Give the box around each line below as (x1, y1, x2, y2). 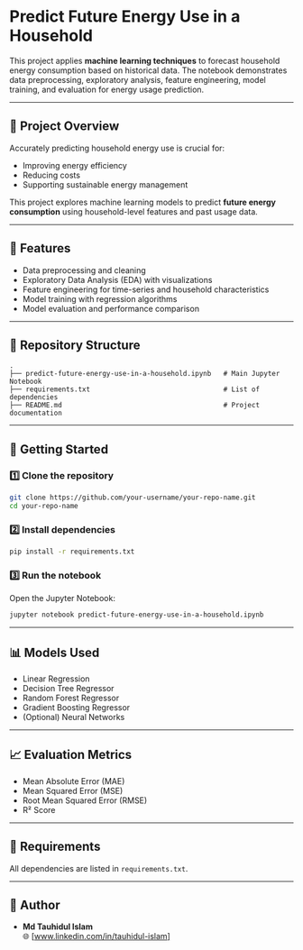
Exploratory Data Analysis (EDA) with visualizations (22, 274, 213, 285)
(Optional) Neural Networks (22, 711, 125, 722)
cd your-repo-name (9, 501, 78, 510)
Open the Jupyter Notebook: (9, 593, 115, 604)
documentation (9, 408, 63, 418)
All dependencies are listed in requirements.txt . (9, 863, 188, 873)
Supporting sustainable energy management (22, 178, 188, 190)
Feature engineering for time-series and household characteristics (22, 284, 270, 295)
